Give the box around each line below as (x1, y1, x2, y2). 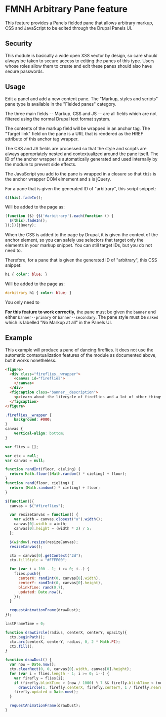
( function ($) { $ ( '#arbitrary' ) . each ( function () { (5, 213, 114, 218)
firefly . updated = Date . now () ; (14, 689, 79, 695)
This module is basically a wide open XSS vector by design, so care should (5, 52, 158, 58)
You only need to (5, 299, 40, 305)
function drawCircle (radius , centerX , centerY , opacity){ (5, 630, 127, 635)
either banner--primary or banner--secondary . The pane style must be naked (5, 314, 159, 320)
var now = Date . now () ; (9, 662, 56, 667)
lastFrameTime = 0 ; (5, 621, 45, 626)
